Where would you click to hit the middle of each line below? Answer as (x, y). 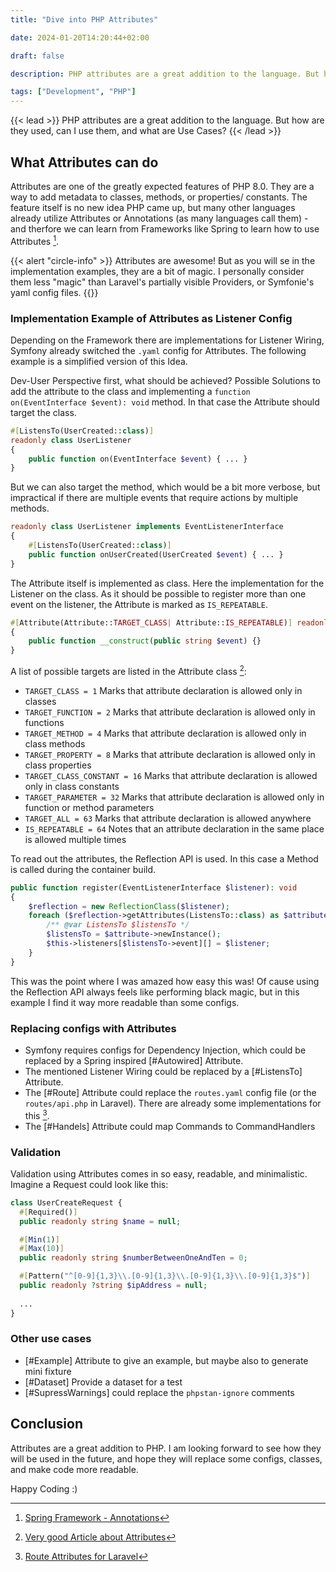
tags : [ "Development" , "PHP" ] (73, 92)
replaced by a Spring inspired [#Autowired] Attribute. (134, 1060)
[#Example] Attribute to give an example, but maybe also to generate (166, 1360)
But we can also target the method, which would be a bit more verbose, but (165, 487)
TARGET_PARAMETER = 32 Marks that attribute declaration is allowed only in (174, 797)
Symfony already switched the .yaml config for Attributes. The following (158, 350)
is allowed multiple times (75, 839)
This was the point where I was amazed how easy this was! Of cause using (165, 981)
